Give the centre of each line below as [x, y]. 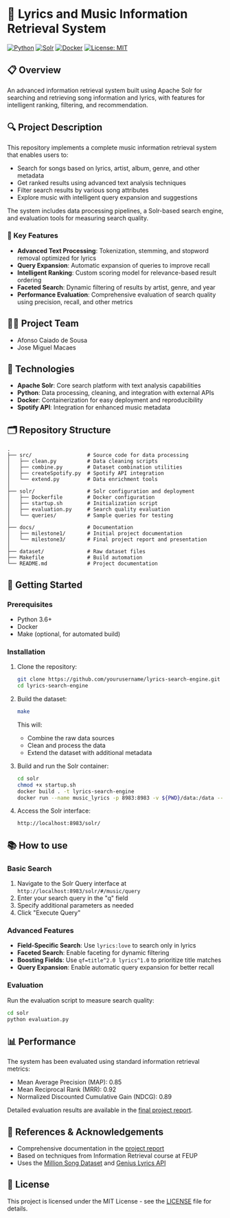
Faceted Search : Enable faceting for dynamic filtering [93, 953]
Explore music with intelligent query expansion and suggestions [107, 197]
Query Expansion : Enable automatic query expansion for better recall [115, 968]
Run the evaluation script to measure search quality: [81, 1000]
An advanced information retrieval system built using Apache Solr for [105, 90]
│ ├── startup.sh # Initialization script [82, 504]
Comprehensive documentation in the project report [91, 1148]
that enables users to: [38, 155]
